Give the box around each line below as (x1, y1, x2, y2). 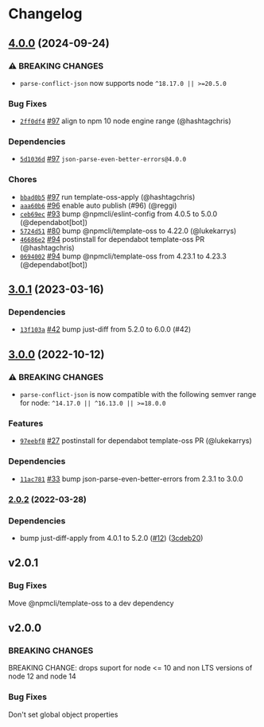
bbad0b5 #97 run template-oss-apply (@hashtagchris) (19, 192, 196, 201)
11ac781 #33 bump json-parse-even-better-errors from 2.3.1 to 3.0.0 (19, 474, 243, 484)
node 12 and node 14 (8, 671, 77, 681)
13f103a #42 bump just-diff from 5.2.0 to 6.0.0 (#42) (19, 325, 192, 334)
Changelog (8, 5, 83, 23)
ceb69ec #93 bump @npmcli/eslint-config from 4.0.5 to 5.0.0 (19, 208, 218, 219)
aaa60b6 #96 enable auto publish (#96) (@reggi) (19, 200, 177, 210)
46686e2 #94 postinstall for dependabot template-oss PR (19, 234, 205, 243)
